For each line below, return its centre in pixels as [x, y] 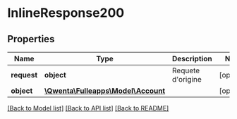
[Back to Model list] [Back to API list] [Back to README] [88, 108]
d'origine [187, 79]
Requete [186, 70]
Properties [31, 39]
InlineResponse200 [66, 13]
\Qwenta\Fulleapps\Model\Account [105, 91]
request [24, 75]
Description [192, 59]
